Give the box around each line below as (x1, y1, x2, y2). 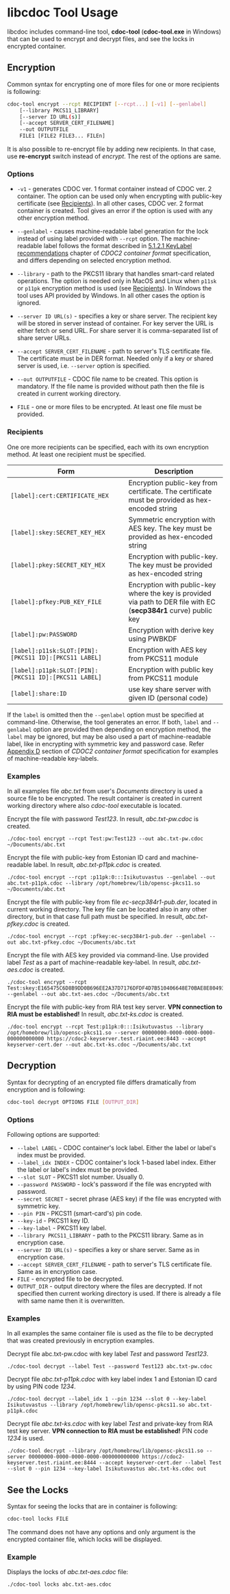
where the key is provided (128, 588, 212, 598)
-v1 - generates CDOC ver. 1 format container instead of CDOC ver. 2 (16, 185, 212, 193)
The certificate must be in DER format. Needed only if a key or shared (16, 354, 214, 363)
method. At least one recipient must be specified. (7, 450, 146, 458)
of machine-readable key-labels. (7, 754, 99, 762)
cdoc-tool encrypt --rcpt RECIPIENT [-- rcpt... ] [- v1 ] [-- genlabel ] (7, 101, 207, 108)
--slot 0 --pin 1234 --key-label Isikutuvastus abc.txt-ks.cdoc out (7, 1465, 207, 1473)
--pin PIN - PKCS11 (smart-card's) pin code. (16, 1209, 142, 1217)
